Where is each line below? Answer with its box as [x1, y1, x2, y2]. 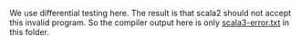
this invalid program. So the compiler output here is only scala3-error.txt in [9, 17, 290, 28]
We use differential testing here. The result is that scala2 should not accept [9, 8, 292, 18]
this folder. [9, 27, 50, 37]
